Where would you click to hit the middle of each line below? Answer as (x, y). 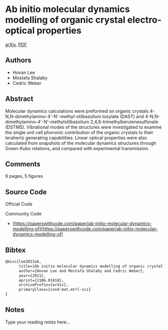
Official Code (19, 204)
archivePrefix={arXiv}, (44, 285)
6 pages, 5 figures (24, 176)
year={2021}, (32, 276)
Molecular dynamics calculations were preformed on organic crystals (77, 111)
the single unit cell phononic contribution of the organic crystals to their (79, 132)
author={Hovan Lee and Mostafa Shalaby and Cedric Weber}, (81, 271)
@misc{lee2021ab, (23, 262)
